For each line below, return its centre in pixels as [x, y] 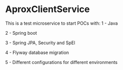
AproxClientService [48, 9]
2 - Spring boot [21, 33]
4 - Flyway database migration [37, 52]
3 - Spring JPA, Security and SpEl [40, 43]
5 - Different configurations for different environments [61, 62]
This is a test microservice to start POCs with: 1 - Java [61, 23]
